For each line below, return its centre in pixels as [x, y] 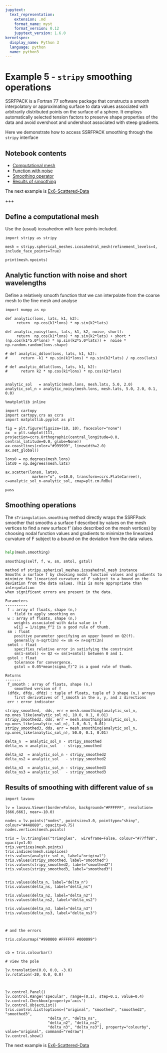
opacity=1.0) [19, 843]
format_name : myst [33, 24]
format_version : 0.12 [36, 29]
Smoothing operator [33, 176]
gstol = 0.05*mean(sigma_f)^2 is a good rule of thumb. [74, 667]
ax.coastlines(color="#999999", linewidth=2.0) [56, 446]
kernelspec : [17, 38]
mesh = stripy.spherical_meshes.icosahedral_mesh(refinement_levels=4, [81, 247]
